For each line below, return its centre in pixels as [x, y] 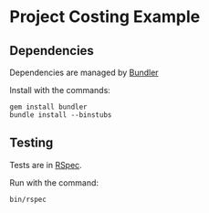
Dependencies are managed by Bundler [84, 72]
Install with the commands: [60, 90]
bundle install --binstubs [61, 115]
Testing [31, 143]
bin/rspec [28, 199]
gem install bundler [49, 107]
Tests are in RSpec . [46, 165]
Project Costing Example [105, 17]
